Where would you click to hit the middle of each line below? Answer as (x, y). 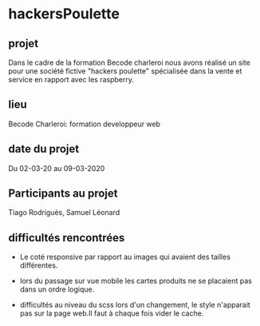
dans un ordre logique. (57, 289)
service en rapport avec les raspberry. (71, 80)
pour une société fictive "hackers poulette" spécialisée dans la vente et (125, 71)
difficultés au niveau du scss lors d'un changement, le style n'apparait (135, 305)
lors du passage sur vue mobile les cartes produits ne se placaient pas (136, 281)
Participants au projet (63, 194)
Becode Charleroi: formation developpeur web (85, 124)
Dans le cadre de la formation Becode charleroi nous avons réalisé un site (130, 62)
